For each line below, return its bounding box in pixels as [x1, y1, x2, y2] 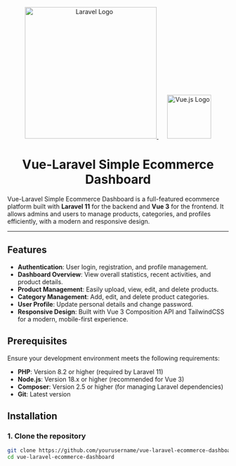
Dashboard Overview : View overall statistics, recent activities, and [17, 270, 211, 279]
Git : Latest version [17, 390, 71, 398]
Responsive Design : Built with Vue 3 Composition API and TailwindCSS [17, 307, 225, 316]
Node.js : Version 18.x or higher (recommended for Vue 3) [17, 375, 185, 383]
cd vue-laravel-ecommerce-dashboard [7, 453, 114, 461]
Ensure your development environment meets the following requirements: [7, 354, 220, 362]
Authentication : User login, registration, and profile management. [17, 262, 209, 271]
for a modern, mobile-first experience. [17, 314, 129, 323]
